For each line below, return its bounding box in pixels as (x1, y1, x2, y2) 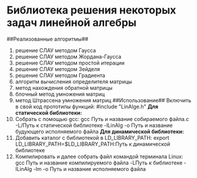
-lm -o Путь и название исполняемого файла (33, 165, 146, 172)
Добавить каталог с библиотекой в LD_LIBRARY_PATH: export (15, 134, 169, 141)
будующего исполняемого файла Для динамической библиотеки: (15, 127, 185, 135)
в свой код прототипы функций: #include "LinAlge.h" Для (15, 103, 158, 110)
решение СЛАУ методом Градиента (15, 72, 105, 79)
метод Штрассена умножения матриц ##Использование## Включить (15, 96, 192, 103)
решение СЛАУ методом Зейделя (15, 65, 101, 72)
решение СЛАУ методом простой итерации (15, 59, 125, 66)
